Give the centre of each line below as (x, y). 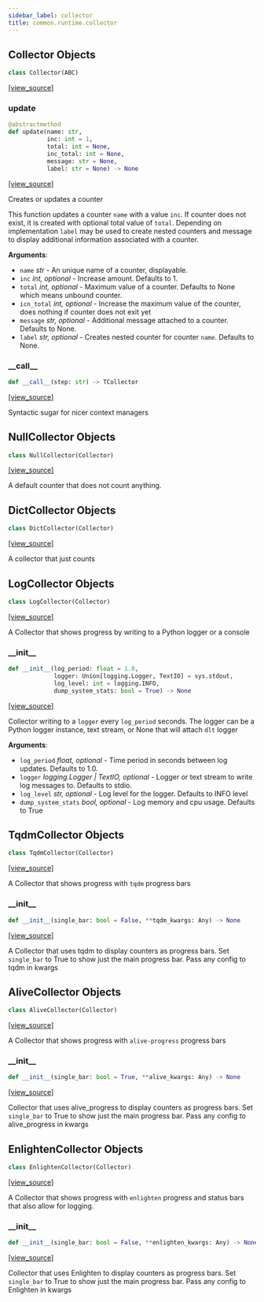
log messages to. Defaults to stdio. (75, 785)
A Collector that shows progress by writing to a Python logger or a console (129, 632)
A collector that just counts (52, 559)
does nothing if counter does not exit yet (85, 311)
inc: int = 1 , (70, 139)
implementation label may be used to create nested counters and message (130, 231)
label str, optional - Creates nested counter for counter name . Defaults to (137, 337)
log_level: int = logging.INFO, (106, 683)
